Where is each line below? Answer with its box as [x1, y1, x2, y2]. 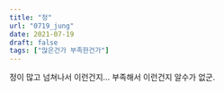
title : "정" [9, 12, 52, 22]
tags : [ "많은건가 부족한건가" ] [9, 46, 110, 55]
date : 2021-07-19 [9, 29, 75, 38]
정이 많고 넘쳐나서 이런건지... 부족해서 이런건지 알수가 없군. [9, 72, 216, 83]
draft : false [9, 37, 58, 47]
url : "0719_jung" [9, 21, 75, 30]
